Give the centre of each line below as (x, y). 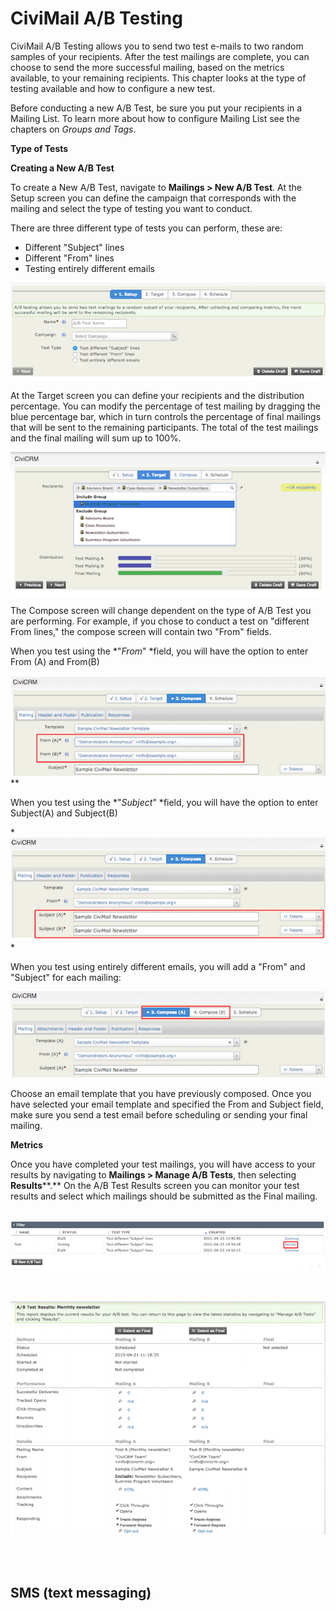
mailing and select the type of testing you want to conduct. (131, 208)
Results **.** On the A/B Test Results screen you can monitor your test (155, 1185)
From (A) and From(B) (55, 662)
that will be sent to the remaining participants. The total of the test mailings (164, 427)
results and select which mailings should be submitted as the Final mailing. (164, 1196)
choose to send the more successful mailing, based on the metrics (147, 67)
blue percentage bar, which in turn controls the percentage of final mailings (166, 416)
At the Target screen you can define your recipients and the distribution (157, 395)
